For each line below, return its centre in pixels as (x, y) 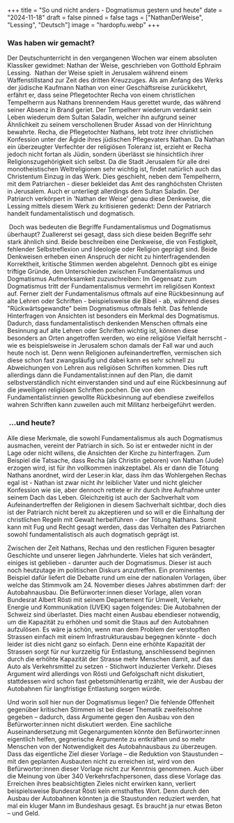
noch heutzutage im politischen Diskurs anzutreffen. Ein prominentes (106, 570)
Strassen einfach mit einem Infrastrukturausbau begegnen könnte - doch (112, 636)
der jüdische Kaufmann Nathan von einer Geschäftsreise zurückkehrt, (107, 88)
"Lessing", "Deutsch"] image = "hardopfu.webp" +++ (84, 25)
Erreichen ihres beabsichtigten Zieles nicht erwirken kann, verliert (102, 783)
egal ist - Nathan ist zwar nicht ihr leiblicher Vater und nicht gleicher (105, 482)
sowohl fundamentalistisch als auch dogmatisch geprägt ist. (93, 534)
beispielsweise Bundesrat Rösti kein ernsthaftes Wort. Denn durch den (108, 791)
